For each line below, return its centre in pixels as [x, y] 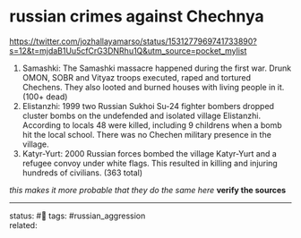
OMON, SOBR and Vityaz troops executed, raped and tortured [137, 77]
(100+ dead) [45, 97]
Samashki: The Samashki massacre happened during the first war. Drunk [157, 68]
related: [23, 225]
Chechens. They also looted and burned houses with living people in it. [153, 87]
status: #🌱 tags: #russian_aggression [77, 216]
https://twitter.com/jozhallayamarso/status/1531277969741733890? [133, 41]
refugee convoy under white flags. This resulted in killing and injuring [150, 163]
